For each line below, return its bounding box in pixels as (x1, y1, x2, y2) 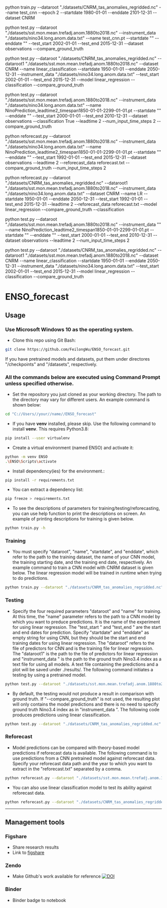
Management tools (5, 818, 65, 826)
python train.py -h (5, 525, 46, 531)
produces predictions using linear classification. (12, 712, 111, 718)
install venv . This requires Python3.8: (12, 426, 89, 432)
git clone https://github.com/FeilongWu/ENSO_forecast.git (5, 347, 130, 352)
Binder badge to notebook (12, 897, 66, 903)
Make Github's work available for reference (12, 874, 101, 880)
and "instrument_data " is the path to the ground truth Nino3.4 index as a (12, 656, 162, 662)
